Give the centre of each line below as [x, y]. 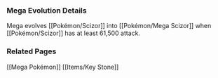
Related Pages [32, 51]
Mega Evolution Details [47, 11]
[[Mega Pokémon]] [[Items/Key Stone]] [63, 67]
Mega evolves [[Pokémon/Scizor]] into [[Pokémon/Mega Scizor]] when [109, 26]
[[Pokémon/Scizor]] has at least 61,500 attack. [74, 33]
